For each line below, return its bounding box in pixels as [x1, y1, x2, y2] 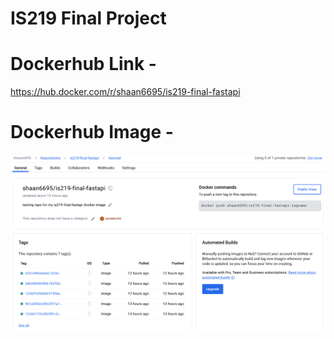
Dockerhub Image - [10, 121, 174, 144]
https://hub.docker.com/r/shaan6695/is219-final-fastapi [10, 86, 241, 98]
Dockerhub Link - [10, 53, 157, 76]
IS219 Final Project [10, 7, 167, 30]
